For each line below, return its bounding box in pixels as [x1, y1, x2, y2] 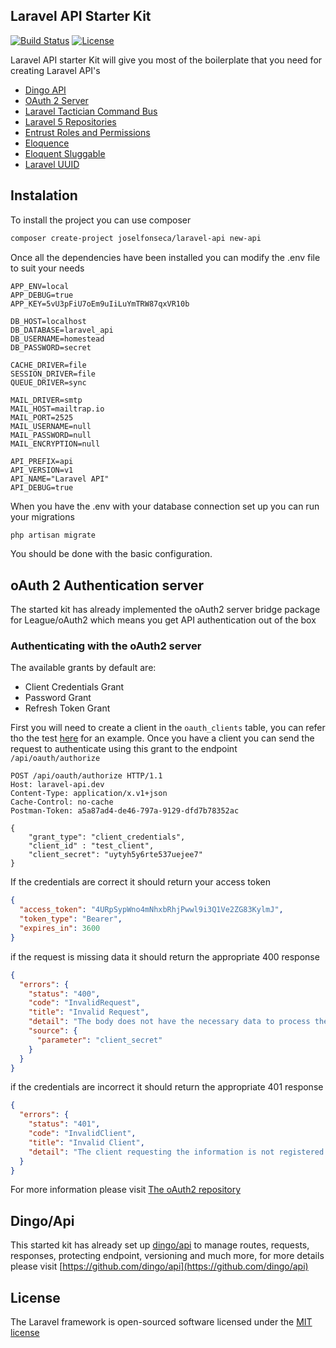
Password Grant [24, 692, 92, 704]
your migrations [10, 510, 75, 523]
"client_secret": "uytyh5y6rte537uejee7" [28, 850, 203, 860]
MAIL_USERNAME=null [10, 421, 92, 431]
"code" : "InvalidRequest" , [28, 998, 141, 1008]
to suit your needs [10, 262, 85, 274]
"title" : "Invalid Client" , [28, 1137, 145, 1148]
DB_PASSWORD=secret [10, 342, 92, 353]
